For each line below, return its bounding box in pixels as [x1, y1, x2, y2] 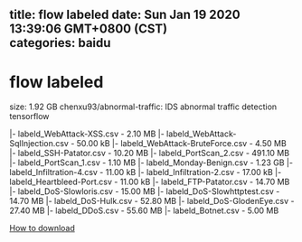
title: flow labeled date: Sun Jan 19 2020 [9, 7, 241, 23]
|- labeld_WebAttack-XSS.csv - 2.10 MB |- [9, 128, 165, 139]
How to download [9, 223, 75, 234]
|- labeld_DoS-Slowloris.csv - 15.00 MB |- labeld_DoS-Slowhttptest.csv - [9, 186, 280, 197]
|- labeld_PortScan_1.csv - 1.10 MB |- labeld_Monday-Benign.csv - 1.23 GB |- [9, 157, 294, 168]
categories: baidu [9, 35, 111, 51]
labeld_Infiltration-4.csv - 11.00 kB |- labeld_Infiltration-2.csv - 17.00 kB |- [9, 167, 282, 178]
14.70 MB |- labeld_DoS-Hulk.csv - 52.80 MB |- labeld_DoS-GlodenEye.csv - [9, 196, 296, 207]
